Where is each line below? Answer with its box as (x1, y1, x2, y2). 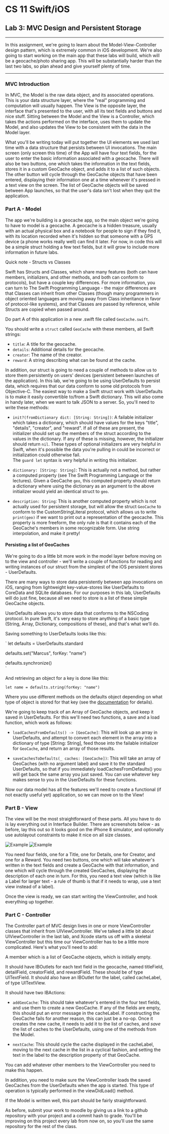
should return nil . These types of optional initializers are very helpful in (12, 441, 161, 447)
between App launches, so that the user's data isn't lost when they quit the (5, 188, 160, 194)
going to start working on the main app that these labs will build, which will (5, 52, 160, 59)
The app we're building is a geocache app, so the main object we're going (5, 217, 159, 223)
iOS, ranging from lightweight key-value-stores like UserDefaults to (5, 584, 144, 590)
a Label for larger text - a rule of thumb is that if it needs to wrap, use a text (5, 878, 161, 884)
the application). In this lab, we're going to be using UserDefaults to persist (5, 377, 160, 384)
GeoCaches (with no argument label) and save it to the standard (12, 761, 145, 767)
